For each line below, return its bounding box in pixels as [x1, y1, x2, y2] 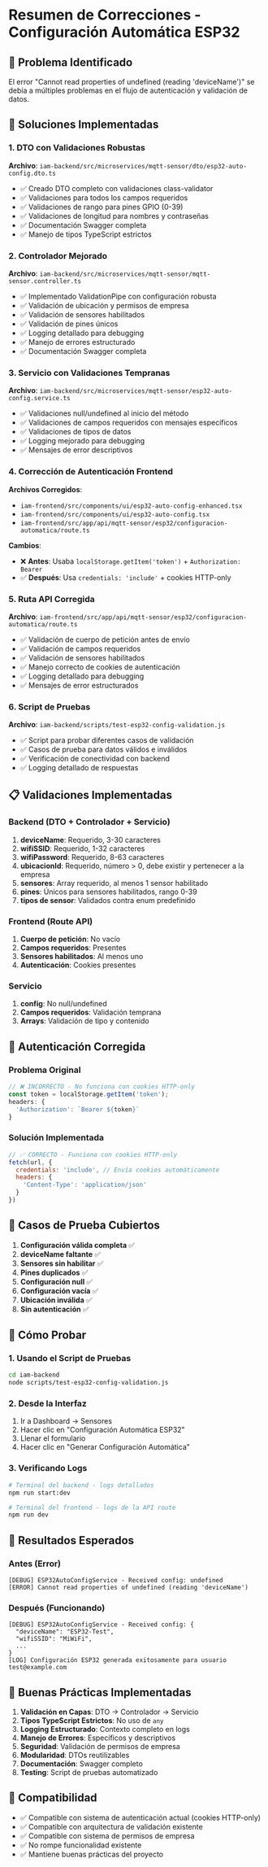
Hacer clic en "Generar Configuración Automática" [19, 1442, 191, 1452]
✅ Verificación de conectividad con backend [19, 754, 171, 764]
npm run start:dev [8, 1489, 71, 1497]
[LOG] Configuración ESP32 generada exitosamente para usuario [8, 1656, 227, 1664]
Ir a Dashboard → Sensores [19, 1416, 112, 1426]
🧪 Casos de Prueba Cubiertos [8, 1219, 161, 1232]
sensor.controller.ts [8, 277, 82, 286]
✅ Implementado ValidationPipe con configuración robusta [19, 291, 217, 301]
